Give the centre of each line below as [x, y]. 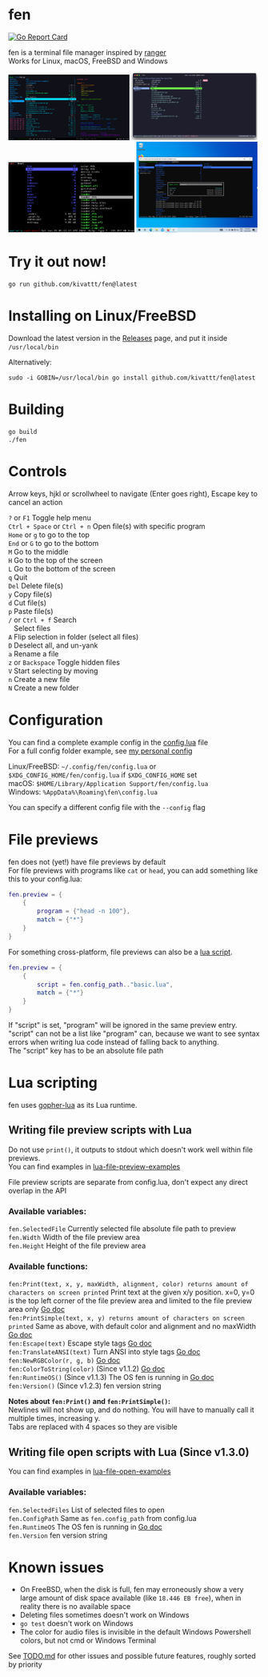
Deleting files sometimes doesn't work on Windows [104, 1615]
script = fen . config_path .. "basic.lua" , [105, 985]
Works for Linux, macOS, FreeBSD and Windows [88, 61]
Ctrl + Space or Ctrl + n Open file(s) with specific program [107, 526]
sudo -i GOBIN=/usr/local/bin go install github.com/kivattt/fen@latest [132, 378]
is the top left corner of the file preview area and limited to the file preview [130, 1301]
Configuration [56, 720]
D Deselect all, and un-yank [53, 645]
